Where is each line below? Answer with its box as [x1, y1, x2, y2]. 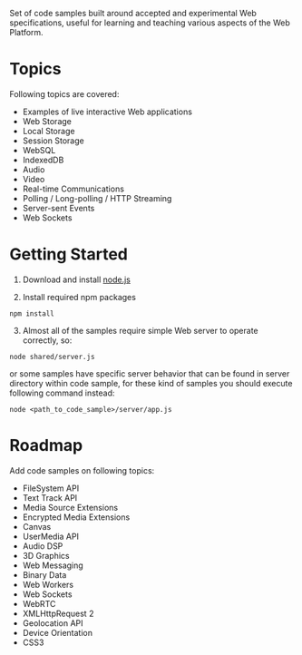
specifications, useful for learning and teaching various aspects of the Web [9, 17, 290, 28]
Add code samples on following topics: [9, 464, 155, 475]
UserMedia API [22, 531, 80, 542]
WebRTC [22, 598, 56, 609]
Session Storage [22, 135, 84, 146]
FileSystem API [22, 483, 80, 494]
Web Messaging [22, 560, 83, 571]
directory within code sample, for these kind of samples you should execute [9, 377, 293, 388]
